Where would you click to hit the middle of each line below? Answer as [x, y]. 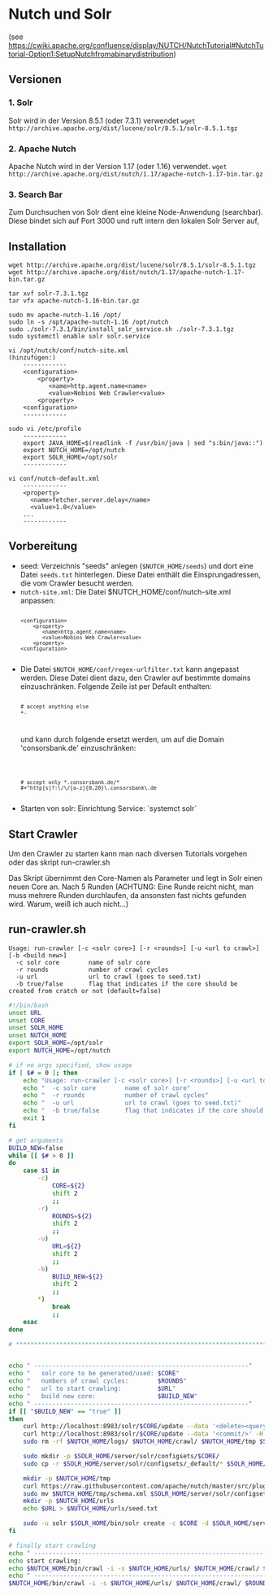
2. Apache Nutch [43, 149]
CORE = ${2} [68, 1186]
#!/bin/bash [28, 1005]
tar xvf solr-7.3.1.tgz [49, 294]
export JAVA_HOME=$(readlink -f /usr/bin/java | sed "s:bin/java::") [143, 443]
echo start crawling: [45, 1561]
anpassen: [37, 600]
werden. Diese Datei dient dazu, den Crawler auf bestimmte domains [135, 678]
